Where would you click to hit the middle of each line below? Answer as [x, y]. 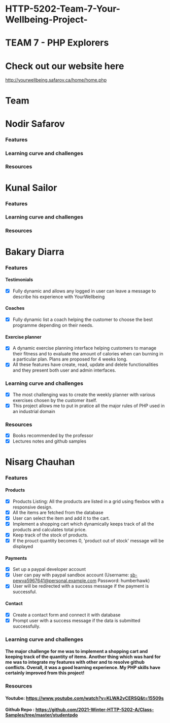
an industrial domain [34, 411]
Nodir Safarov [35, 123]
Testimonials [19, 280]
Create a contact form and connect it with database [66, 614]
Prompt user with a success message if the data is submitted [76, 620]
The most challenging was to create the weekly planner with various [84, 394]
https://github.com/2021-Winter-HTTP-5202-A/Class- [95, 710]
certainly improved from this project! [45, 673]
